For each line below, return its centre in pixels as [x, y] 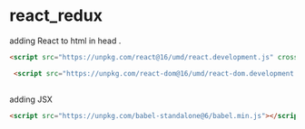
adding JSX [31, 99]
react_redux [56, 16]
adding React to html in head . [65, 41]
